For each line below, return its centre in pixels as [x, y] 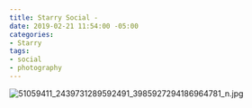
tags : [19, 51]
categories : [31, 34]
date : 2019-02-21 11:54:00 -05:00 [74, 26]
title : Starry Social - [54, 18]
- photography [36, 68]
